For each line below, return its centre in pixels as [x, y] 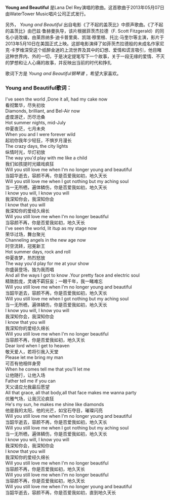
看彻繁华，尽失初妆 [25, 105]
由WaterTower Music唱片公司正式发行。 [47, 14]
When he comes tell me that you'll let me [48, 369]
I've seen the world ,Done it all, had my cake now [56, 99]
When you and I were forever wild [40, 135]
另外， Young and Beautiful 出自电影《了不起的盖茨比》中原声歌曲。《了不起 [84, 25]
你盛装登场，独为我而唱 [30, 270]
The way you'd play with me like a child [46, 158]
